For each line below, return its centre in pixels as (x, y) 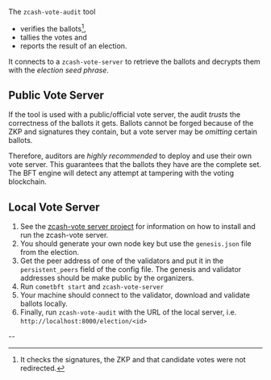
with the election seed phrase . (58, 70)
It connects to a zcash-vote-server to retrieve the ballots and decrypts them (134, 61)
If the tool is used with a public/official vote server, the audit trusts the (124, 115)
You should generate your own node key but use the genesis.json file (135, 244)
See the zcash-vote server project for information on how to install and (138, 227)
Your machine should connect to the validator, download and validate (135, 295)
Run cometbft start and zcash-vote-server (92, 286)
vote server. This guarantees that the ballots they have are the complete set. (135, 165)
